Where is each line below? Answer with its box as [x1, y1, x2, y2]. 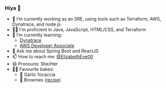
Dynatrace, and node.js [12, 21, 61, 27]
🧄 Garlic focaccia [19, 71, 56, 77]
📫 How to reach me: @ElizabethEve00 [12, 54, 94, 60]
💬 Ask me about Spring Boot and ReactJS [12, 48, 99, 54]
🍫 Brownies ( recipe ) [19, 77, 61, 83]
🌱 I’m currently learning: [12, 32, 62, 38]
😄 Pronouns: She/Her [12, 61, 58, 67]
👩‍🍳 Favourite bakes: [12, 66, 54, 72]
